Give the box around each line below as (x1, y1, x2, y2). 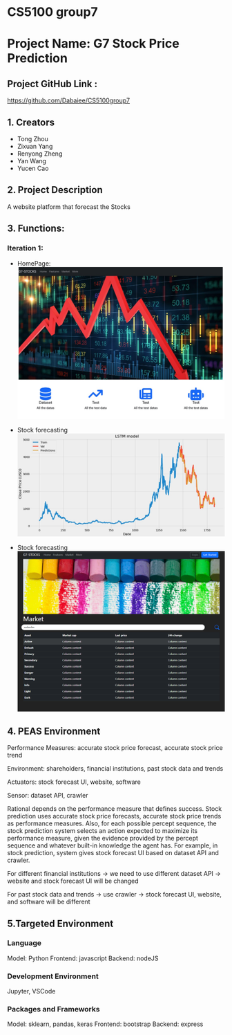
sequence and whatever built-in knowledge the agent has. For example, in (7, 841, 218, 850)
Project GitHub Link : (7, 77, 98, 90)
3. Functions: (7, 223, 65, 235)
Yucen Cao (17, 164, 49, 172)
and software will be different (7, 897, 91, 906)
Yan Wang (17, 157, 47, 165)
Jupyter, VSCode (7, 987, 56, 996)
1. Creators (7, 116, 55, 128)
